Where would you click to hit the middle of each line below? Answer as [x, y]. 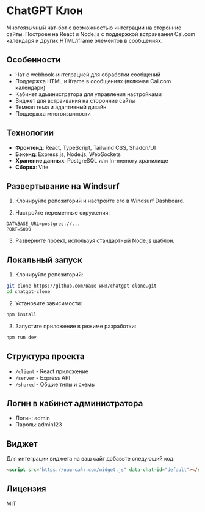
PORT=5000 [19, 229]
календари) [30, 87]
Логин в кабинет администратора [75, 403]
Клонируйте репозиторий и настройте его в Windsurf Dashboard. [100, 201]
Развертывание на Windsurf [63, 186]
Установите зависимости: [49, 303]
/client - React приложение [52, 371]
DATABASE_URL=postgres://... [43, 224]
